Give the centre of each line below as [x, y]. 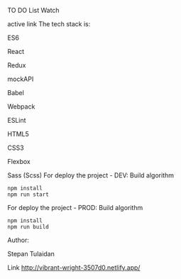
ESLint [17, 120]
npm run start [28, 195]
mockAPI [21, 79]
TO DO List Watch [33, 10]
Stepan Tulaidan [31, 254]
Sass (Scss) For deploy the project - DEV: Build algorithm [90, 175]
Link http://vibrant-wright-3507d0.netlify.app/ [74, 268]
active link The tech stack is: [49, 24]
